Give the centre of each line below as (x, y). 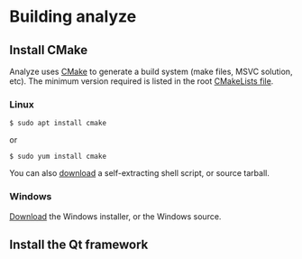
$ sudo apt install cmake (58, 124)
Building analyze (73, 17)
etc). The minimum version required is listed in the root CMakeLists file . (142, 81)
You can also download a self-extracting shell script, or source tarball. (140, 173)
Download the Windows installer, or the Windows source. (115, 216)
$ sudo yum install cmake (58, 157)
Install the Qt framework (79, 244)
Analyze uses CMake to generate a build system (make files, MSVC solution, (151, 71)
